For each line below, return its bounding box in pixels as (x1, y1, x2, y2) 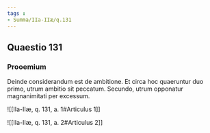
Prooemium (7, 62, 47, 72)
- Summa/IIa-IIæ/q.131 (7, 16, 72, 23)
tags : (7, 10, 26, 17)
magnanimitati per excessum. (7, 92, 90, 100)
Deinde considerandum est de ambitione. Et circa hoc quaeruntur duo (7, 78, 204, 86)
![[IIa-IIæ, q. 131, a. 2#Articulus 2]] (7, 119, 103, 127)
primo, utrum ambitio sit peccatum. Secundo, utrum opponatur (7, 85, 183, 93)
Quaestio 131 (7, 42, 63, 53)
